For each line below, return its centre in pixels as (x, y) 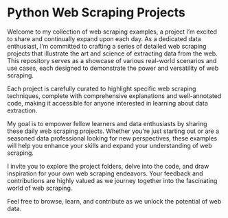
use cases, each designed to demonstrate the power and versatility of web (113, 68)
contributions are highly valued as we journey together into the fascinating (112, 180)
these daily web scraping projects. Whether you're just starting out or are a (113, 131)
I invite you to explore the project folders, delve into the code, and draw (108, 166)
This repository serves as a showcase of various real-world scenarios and (112, 60)
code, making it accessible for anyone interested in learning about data (107, 103)
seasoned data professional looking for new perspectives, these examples (112, 138)
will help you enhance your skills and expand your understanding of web (110, 145)
